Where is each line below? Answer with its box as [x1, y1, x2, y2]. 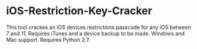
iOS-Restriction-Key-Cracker [6, 4, 153, 18]
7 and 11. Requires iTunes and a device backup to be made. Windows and [6, 30, 185, 37]
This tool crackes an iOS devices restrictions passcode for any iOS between [6, 24, 191, 31]
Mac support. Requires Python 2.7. [6, 36, 91, 43]
